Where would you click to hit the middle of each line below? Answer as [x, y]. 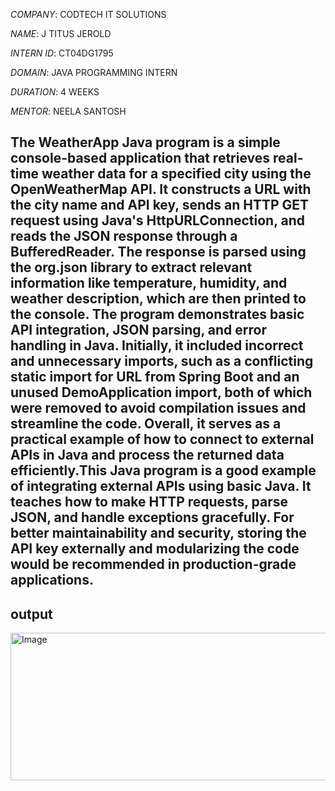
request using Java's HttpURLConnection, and [158, 220]
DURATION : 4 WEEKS [55, 92]
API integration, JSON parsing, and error [138, 330]
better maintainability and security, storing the [158, 533]
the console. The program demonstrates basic [157, 314]
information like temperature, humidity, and [149, 283]
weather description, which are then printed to [158, 299]
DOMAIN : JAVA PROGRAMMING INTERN [94, 72]
